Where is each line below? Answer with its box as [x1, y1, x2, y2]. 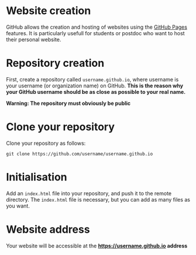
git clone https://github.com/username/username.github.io [6, 151, 153, 157]
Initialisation [6, 171, 67, 183]
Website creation [6, 4, 91, 18]
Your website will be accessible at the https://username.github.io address [6, 242, 188, 249]
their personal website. [6, 36, 61, 43]
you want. [6, 202, 30, 209]
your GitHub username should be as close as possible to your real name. [6, 88, 186, 95]
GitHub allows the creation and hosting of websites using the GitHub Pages [6, 23, 187, 30]
